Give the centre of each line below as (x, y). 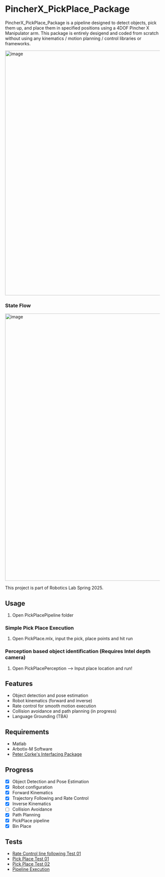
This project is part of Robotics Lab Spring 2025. (54, 588)
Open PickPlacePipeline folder (43, 615)
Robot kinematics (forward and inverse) (52, 701)
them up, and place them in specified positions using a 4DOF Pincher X (77, 28)
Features (19, 684)
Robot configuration (32, 787)
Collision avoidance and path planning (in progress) (64, 711)
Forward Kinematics (32, 793)
